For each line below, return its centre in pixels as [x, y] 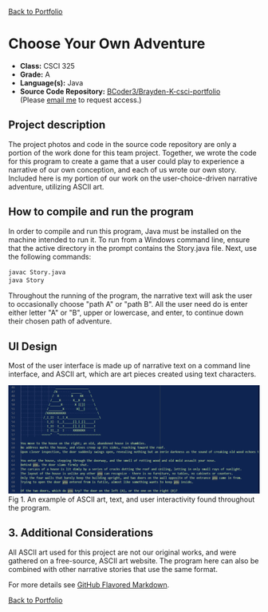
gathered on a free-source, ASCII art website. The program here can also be [134, 560]
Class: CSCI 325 [47, 66]
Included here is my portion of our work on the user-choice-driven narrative [133, 178]
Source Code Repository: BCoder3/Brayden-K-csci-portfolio [120, 91]
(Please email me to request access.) [81, 100]
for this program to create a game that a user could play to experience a [126, 161]
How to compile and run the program [101, 212]
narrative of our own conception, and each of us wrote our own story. [122, 169]
